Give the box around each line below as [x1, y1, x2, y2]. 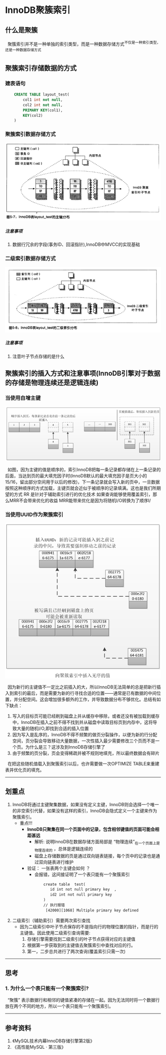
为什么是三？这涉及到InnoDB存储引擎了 [25, 744, 105, 750]
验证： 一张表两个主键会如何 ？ [27, 865, 90, 871]
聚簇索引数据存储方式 [5, 131, 56, 138]
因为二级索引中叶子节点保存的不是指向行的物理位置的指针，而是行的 [19, 923, 159, 929]
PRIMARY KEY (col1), [23, 107, 63, 113]
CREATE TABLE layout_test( [14, 92, 70, 97]
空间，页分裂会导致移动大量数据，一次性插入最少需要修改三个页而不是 [12, 738, 156, 744]
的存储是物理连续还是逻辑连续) [5, 379, 99, 387]
